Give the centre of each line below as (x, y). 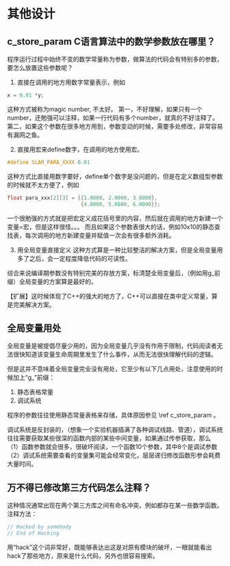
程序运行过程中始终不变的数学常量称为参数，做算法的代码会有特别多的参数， (115, 59)
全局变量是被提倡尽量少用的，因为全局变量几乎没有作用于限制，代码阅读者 (112, 346)
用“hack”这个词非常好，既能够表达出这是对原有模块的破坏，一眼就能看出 (110, 547)
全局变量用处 (34, 328)
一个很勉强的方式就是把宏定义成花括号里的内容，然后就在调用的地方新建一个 (115, 218)
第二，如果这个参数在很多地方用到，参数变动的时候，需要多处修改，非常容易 (115, 126)
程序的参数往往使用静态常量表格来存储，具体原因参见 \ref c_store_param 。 (113, 415)
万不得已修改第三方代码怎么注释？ (79, 488)
